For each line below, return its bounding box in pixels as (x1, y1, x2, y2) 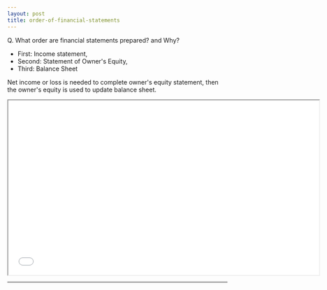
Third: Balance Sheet (17, 64, 78, 73)
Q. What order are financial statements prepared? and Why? (7, 36, 180, 44)
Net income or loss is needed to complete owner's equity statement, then (7, 78, 219, 86)
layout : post (7, 10, 45, 17)
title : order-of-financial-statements (7, 17, 120, 24)
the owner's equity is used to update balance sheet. (7, 85, 157, 94)
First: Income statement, (17, 50, 88, 58)
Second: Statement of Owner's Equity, (17, 57, 128, 65)
